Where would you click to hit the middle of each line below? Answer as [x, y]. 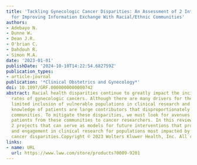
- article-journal [28, 77]
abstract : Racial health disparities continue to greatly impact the [93, 93]
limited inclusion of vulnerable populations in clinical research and [101, 104]
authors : [17, 22]
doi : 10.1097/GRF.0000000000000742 [50, 88]
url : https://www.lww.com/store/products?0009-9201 [76, 153]
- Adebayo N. [22, 28]
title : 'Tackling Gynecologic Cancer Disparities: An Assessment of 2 [94, 11]
